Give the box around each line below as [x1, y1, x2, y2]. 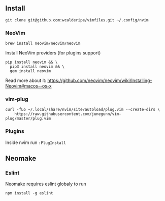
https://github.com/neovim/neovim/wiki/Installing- [47, 77, 152, 83]
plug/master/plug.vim [5, 116, 51, 121]
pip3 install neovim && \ [10, 64, 65, 69]
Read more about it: [5, 77, 47, 83]
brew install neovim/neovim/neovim [5, 41, 81, 46]
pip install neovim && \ [5, 60, 58, 65]
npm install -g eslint [5, 191, 53, 196]
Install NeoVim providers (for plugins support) [5, 50, 101, 56]
